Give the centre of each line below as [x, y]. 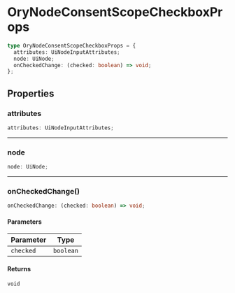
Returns [19, 269]
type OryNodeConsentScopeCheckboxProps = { [72, 45]
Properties [31, 93]
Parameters [24, 222]
